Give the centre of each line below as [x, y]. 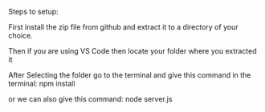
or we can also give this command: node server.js [90, 99]
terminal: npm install [42, 84]
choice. [21, 36]
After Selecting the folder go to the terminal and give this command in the [130, 75]
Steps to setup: [33, 12]
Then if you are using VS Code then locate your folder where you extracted [132, 51]
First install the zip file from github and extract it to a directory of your [123, 27]
